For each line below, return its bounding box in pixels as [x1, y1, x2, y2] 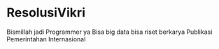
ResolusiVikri [6, 5, 85, 21]
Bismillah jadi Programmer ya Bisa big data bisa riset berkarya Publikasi [6, 28, 213, 36]
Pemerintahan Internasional [6, 35, 86, 43]
